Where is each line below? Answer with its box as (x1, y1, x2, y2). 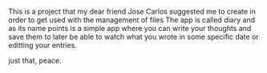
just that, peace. (8, 56, 62, 65)
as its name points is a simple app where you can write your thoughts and (8, 24, 252, 33)
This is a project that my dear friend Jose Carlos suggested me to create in (8, 7, 257, 16)
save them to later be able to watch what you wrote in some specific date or (8, 32, 259, 41)
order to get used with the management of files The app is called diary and (8, 15, 255, 25)
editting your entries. (8, 40, 78, 50)
